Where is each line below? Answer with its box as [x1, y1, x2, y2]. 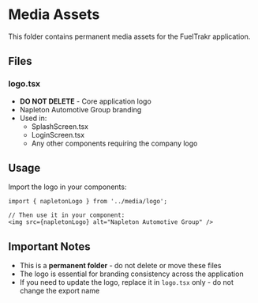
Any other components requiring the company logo [31, 138, 198, 148]
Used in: [19, 113, 47, 123]
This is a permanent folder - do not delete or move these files [19, 261, 222, 271]
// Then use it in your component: [8, 211, 125, 219]
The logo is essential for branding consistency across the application [19, 269, 244, 278]
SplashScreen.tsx [31, 121, 89, 131]
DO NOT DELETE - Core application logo [19, 97, 151, 106]
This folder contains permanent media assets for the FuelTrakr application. [8, 32, 251, 41]
